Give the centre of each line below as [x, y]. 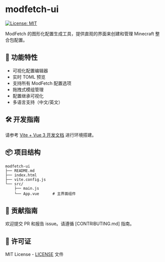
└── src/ [14, 184]
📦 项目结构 [23, 152]
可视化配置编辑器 [30, 70]
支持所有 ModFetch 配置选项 [42, 83]
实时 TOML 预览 [29, 77]
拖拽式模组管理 [28, 89]
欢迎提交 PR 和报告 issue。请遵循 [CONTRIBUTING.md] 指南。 [70, 224]
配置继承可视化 [28, 96]
